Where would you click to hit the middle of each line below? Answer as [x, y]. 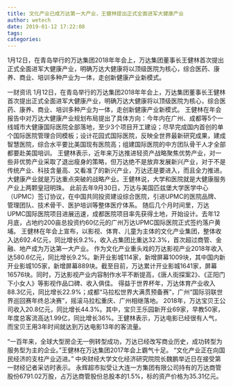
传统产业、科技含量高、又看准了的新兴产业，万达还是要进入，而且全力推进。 [116, 170]
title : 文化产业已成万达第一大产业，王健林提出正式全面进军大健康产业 [95, 14]
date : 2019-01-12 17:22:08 [46, 26]
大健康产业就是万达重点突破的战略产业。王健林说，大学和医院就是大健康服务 [116, 179]
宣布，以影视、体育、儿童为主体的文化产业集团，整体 [139, 231]
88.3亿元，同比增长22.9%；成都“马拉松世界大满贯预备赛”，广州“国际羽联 [112, 292]
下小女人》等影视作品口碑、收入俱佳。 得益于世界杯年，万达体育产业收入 [111, 283]
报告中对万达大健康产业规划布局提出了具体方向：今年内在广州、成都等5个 [112, 118]
